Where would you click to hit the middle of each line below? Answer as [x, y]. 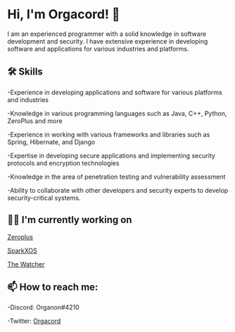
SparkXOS [22, 250]
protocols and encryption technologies [63, 163]
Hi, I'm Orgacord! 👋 [64, 14]
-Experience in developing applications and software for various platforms [115, 92]
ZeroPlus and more [35, 121]
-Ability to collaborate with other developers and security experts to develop [118, 190]
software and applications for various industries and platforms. [98, 49]
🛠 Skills [25, 72]
